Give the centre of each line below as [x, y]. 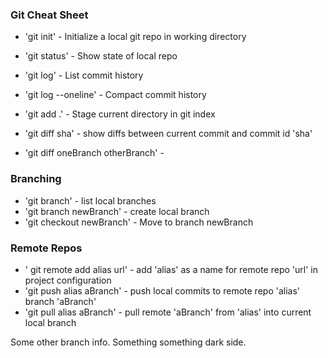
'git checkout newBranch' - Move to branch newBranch [139, 222]
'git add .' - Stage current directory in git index [120, 114]
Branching [36, 179]
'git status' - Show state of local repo [101, 56]
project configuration [68, 280]
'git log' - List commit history [84, 75]
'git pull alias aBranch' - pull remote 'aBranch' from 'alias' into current [168, 312]
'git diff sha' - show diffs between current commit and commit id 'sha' [168, 134]
